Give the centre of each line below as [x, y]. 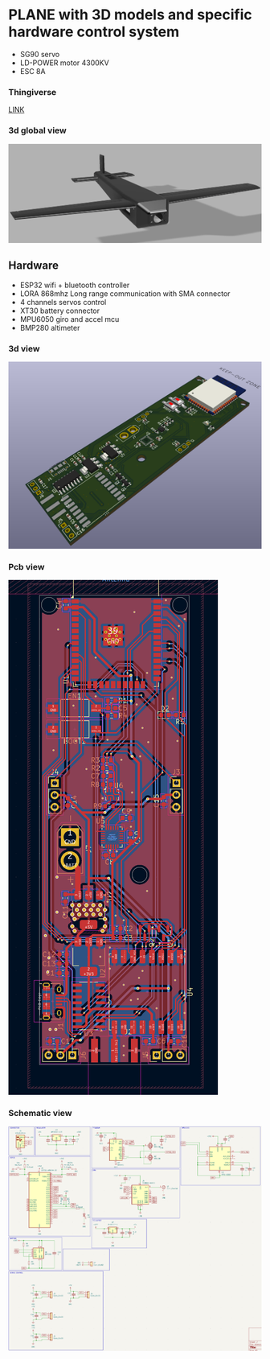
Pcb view [27, 566]
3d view [24, 348]
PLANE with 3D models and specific [130, 15]
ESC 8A [33, 71]
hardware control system [94, 32]
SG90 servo [40, 54]
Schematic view [40, 1113]
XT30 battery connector [60, 311]
